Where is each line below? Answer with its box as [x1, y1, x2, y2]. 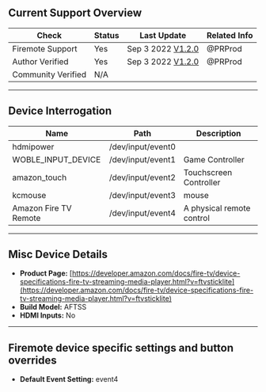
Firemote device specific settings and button [8, 341, 234, 355]
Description [196, 127, 241, 139]
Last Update [139, 29, 187, 40]
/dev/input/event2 [109, 172, 177, 183]
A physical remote [183, 202, 251, 213]
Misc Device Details [8, 248, 108, 261]
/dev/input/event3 [109, 189, 177, 200]
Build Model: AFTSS [19, 303, 87, 312]
